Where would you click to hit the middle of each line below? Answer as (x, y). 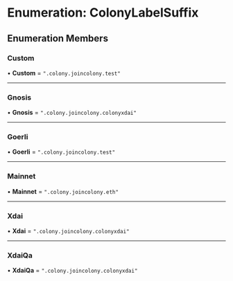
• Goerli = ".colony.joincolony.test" (61, 152)
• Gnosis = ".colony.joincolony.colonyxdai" (72, 113)
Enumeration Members (58, 38)
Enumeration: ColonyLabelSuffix (103, 13)
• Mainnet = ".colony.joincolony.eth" (63, 191)
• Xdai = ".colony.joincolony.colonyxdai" (68, 231)
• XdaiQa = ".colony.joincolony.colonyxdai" (72, 271)
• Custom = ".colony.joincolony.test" (64, 73)
